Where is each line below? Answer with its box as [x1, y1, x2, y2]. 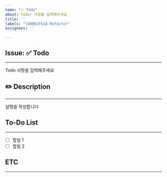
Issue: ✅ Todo [5, 48, 50, 57]
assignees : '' [5, 26, 35, 31]
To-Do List [5, 118, 38, 127]
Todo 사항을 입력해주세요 [5, 67, 55, 73]
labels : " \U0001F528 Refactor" [5, 21, 70, 26]
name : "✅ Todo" [5, 7, 38, 12]
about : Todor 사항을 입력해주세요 [5, 12, 67, 17]
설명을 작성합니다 [5, 103, 39, 110]
